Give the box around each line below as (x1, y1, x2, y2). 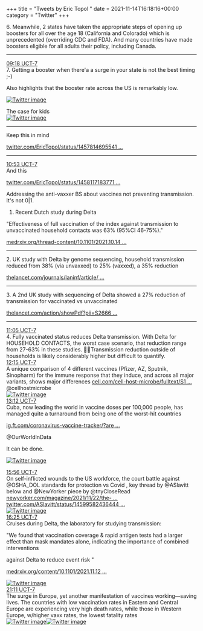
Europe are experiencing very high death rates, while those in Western (6, 605, 182, 612)
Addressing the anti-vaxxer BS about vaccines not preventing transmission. (6, 190, 195, 197)
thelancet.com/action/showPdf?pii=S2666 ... (6, 309, 118, 316)
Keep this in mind (6, 132, 50, 138)
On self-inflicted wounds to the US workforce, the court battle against (6, 475, 180, 482)
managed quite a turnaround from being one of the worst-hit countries (6, 410, 182, 417)
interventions (6, 545, 39, 551)
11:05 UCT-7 (6, 327, 37, 334)
